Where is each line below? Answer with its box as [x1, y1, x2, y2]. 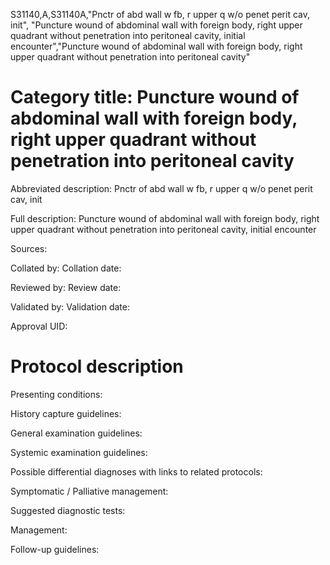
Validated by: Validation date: [10, 300, 130, 313]
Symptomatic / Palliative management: [10, 485, 169, 497]
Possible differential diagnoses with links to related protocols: [10, 465, 263, 478]
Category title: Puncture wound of [10, 86, 300, 109]
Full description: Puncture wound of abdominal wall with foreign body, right [10, 212, 320, 224]
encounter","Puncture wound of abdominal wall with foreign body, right [10, 40, 303, 52]
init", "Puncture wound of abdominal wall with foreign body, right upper [10, 19, 303, 31]
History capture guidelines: [10, 407, 122, 419]
